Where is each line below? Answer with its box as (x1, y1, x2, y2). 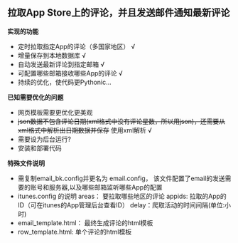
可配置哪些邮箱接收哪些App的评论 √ (17, 68, 123, 77)
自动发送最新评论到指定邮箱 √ (17, 60, 105, 68)
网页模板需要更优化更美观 (17, 108, 93, 116)
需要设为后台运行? (17, 135, 71, 143)
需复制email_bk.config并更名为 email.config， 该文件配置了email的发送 (17, 174, 225, 182)
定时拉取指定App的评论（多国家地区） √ (17, 42, 136, 51)
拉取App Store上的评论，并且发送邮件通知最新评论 (7, 6, 230, 19)
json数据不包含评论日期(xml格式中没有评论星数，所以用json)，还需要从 (17, 117, 226, 125)
